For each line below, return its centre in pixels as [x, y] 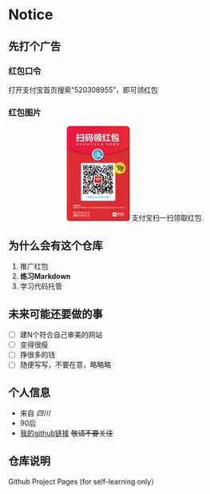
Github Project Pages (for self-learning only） [83, 482]
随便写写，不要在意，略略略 [65, 365]
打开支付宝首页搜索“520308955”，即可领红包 [83, 90]
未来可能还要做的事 [55, 314]
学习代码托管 [41, 286]
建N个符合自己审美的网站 [61, 335]
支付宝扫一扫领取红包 [166, 218]
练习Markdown [45, 277]
